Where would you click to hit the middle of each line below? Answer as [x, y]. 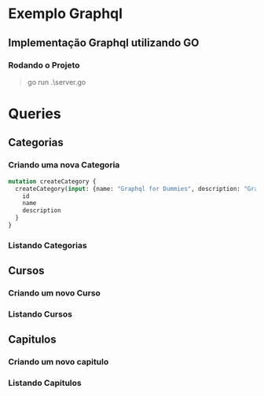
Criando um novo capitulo [59, 362]
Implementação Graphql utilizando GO [104, 43]
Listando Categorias [48, 245]
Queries [35, 114]
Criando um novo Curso [54, 293]
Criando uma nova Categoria [64, 165]
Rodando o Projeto [44, 65]
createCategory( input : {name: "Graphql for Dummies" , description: [128, 189]
